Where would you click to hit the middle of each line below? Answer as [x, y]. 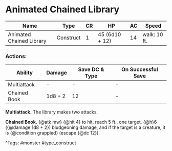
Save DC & [91, 69]
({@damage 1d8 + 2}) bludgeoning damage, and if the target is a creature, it [85, 127]
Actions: [16, 56]
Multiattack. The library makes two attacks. [52, 112]
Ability [25, 73]
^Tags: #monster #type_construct [41, 143]
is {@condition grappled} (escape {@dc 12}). [52, 133]
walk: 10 [153, 34]
